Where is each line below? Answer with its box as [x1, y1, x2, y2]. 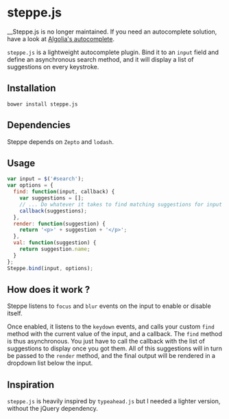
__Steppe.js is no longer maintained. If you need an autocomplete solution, [7, 27, 217, 36]
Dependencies [7, 119, 71, 131]
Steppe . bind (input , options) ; [7, 265, 94, 272]
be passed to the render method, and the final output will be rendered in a [7, 352, 216, 360]
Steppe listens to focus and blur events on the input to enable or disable [7, 302, 211, 310]
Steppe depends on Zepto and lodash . [7, 137, 114, 145]
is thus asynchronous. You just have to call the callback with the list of [7, 337, 206, 346]
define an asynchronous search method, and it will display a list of [7, 55, 194, 63]
